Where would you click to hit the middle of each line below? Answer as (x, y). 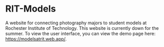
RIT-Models (31, 9)
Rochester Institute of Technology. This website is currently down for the (82, 28)
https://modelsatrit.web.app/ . (36, 39)
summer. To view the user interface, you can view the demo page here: (80, 33)
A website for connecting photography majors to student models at (76, 23)
